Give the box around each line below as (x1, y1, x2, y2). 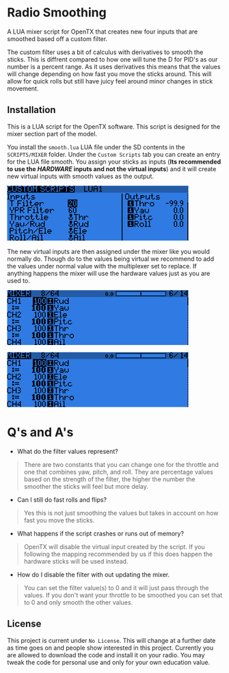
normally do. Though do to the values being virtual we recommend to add (7, 255, 214, 263)
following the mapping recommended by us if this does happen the (23, 550, 213, 558)
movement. (7, 84, 39, 92)
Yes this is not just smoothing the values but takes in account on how (23, 509, 219, 517)
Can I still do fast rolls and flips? (16, 495, 107, 504)
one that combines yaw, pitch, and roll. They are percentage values (23, 468, 214, 476)
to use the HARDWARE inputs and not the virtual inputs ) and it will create (7, 164, 217, 173)
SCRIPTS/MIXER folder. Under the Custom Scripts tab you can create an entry (7, 150, 221, 158)
